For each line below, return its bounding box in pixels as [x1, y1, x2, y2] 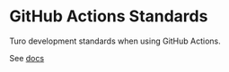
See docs [9, 52, 45, 63]
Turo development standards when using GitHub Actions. [9, 36, 222, 46]
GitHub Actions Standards [9, 6, 208, 27]
